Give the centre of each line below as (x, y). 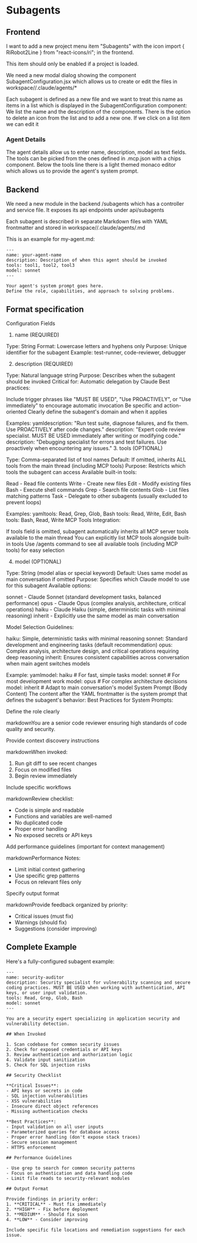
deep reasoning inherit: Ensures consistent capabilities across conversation (98, 657)
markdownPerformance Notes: (44, 858)
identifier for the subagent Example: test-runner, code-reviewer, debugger (96, 352)
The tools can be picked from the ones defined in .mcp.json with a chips (94, 158)
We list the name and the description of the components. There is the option (98, 112)
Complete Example (41, 947)
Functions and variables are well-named (63, 816)
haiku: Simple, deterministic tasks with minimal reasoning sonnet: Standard (97, 638)
